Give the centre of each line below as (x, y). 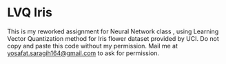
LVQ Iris (30, 13)
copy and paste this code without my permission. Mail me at (92, 46)
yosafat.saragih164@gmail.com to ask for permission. (83, 53)
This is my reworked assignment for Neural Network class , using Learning (113, 31)
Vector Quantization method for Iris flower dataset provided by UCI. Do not (113, 38)
